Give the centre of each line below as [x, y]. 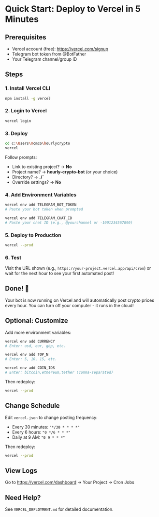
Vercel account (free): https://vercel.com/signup [60, 49]
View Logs [21, 471]
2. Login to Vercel [26, 111]
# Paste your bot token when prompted [44, 209]
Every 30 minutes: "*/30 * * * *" [46, 427]
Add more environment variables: [38, 332]
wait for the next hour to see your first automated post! [60, 274]
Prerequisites [26, 37]
